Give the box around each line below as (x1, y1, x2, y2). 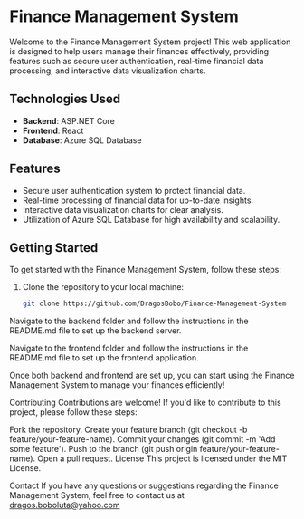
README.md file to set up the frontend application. (9, 352, 199, 363)
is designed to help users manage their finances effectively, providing (9, 45, 270, 56)
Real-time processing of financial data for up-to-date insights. (22, 195, 254, 206)
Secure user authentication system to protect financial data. (22, 185, 246, 196)
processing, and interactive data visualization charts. (9, 65, 206, 76)
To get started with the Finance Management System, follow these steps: (9, 264, 282, 275)
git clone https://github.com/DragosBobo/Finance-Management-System (22, 299, 287, 309)
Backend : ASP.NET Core (22, 115, 115, 126)
